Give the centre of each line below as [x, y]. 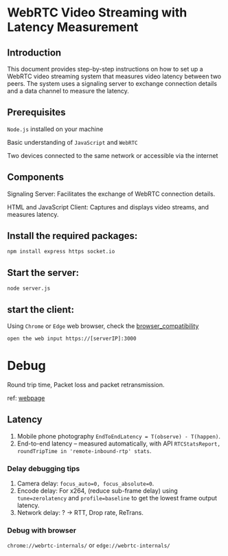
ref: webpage [26, 398]
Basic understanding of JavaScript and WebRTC [72, 142]
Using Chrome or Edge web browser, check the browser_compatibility [103, 326]
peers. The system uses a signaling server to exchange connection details [112, 83]
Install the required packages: [72, 236]
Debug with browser [42, 531]
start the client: [41, 309]
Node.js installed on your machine [55, 129]
